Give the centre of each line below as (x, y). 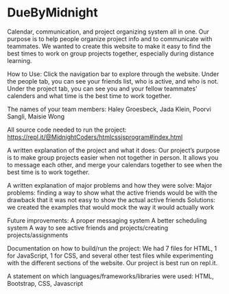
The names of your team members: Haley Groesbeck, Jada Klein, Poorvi (109, 109)
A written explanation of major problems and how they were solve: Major (110, 185)
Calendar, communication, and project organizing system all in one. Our (108, 32)
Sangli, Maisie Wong (36, 116)
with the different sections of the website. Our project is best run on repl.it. (112, 262)
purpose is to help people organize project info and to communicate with (110, 38)
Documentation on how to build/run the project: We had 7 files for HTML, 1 (112, 248)
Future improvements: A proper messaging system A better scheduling (107, 220)
